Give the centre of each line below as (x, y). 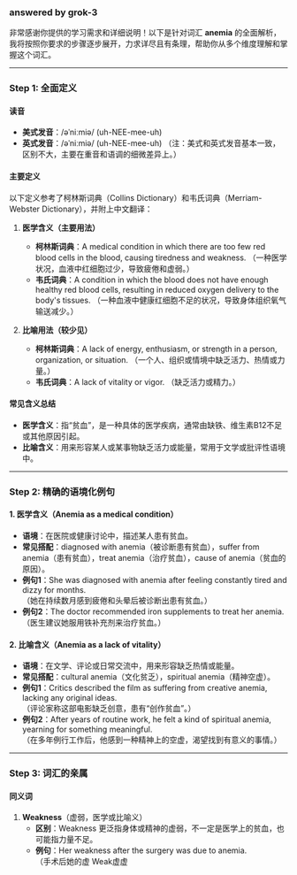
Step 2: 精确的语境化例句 (62, 491)
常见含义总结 (32, 403)
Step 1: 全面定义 (43, 88)
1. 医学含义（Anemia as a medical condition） (94, 514)
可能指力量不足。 (66, 840)
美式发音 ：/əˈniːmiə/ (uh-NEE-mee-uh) (92, 132)
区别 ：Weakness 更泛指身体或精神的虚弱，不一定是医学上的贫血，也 (160, 828)
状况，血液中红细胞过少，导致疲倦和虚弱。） (114, 268)
